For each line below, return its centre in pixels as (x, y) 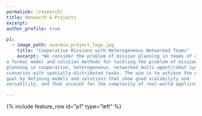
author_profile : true (33, 29)
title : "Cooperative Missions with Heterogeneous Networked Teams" (103, 51)
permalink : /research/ (35, 12)
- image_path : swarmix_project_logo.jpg (63, 45)
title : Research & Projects (41, 17)
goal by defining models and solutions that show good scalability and (98, 79)
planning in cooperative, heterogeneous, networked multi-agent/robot (96, 67)
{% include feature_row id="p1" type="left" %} (64, 106)
